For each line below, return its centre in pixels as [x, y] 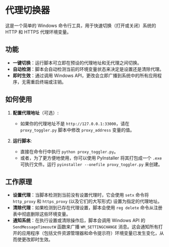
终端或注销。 [53, 81]
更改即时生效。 [37, 239]
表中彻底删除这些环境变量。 [42, 214]
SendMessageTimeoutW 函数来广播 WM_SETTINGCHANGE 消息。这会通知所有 [86, 227]
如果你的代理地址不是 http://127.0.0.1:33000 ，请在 [75, 123]
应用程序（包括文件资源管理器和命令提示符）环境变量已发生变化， [91, 233]
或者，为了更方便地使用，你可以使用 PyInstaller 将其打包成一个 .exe [91, 158]
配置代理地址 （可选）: [36, 113]
